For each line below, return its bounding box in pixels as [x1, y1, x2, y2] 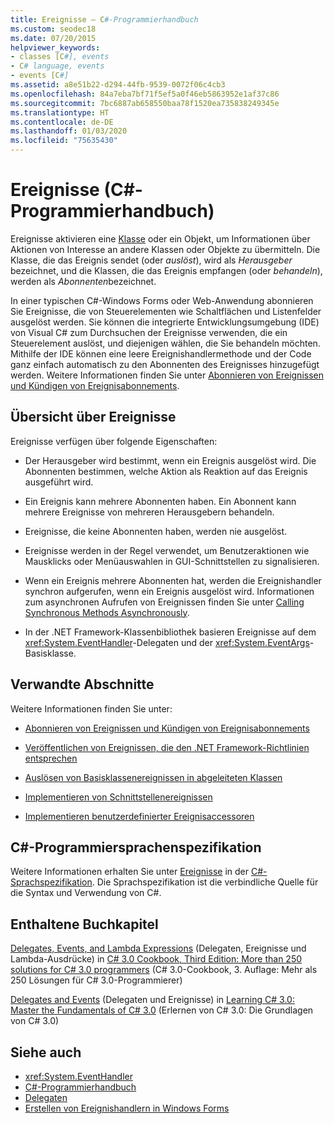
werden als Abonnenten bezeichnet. [10, 275, 157, 287]
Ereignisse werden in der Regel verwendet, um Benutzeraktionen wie [24, 544, 310, 556]
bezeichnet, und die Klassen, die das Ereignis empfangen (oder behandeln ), [10, 264, 323, 276]
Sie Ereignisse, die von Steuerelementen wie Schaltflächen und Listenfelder [10, 305, 322, 317]
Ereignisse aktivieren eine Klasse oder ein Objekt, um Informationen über [10, 232, 311, 245]
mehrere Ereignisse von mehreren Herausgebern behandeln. [24, 506, 275, 518]
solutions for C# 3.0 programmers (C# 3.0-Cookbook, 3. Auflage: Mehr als [10, 964, 318, 976]
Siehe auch [10, 1044, 82, 1061]
